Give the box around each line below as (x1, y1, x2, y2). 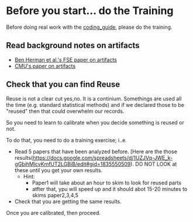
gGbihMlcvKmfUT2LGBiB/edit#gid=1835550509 (14, 160, 131, 167)
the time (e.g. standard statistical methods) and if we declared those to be (6, 101, 184, 108)
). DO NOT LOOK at (130, 160, 177, 167)
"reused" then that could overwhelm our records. (6, 107, 125, 115)
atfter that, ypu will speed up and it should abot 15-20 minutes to (32, 185, 188, 192)
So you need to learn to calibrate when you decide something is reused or (6, 119, 184, 126)
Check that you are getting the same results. (14, 198, 122, 205)
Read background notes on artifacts (6, 41, 140, 51)
